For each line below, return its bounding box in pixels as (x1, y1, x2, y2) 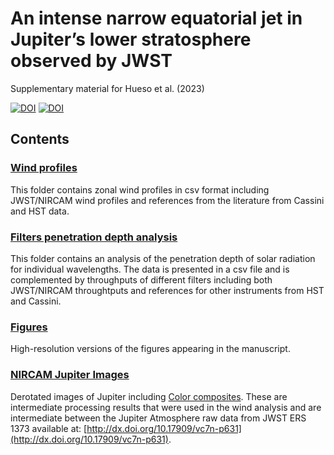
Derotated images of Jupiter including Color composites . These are (10, 390, 288, 402)
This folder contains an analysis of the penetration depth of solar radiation (10, 252, 316, 264)
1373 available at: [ (10, 422, 88, 434)
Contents (10, 131, 70, 148)
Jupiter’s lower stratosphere (10, 28, 252, 51)
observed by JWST (10, 50, 173, 72)
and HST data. (10, 205, 70, 217)
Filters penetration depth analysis (10, 230, 178, 244)
